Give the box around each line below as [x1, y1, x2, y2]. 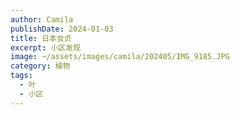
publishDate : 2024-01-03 [10, 24, 114, 34]
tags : [10, 71, 33, 81]
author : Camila [10, 14, 74, 25]
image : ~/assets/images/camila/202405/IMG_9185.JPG [10, 52, 230, 62]
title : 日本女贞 [10, 33, 72, 43]
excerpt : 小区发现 [10, 42, 82, 53]
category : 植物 [10, 61, 71, 71]
